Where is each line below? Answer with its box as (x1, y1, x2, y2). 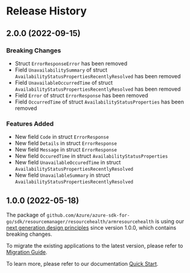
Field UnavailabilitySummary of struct (14, 66, 108, 73)
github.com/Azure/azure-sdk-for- (46, 212, 130, 218)
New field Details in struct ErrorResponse (14, 140, 117, 147)
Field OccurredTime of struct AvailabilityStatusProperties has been (14, 98, 184, 105)
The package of (6, 211, 46, 218)
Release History (6, 4, 87, 18)
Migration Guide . (6, 248, 48, 256)
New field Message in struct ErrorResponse (14, 146, 117, 153)
